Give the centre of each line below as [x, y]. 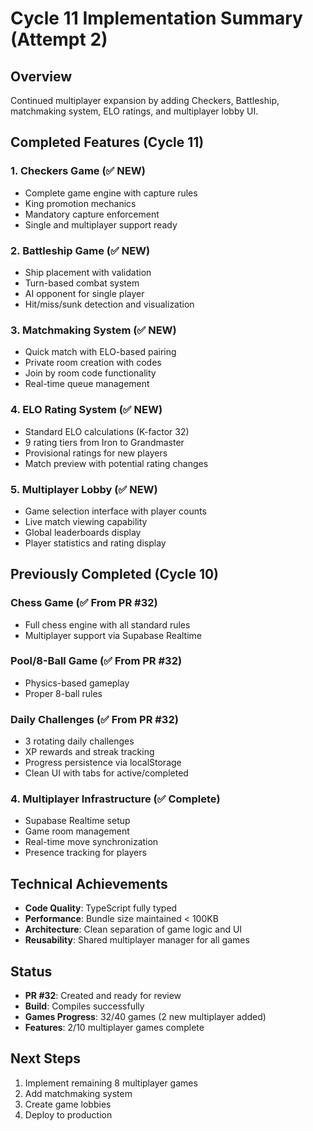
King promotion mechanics [80, 203]
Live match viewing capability [86, 521]
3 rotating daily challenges [79, 741]
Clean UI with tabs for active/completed [106, 773]
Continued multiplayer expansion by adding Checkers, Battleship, [145, 100]
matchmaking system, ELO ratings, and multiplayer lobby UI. [134, 111]
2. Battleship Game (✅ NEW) [80, 250]
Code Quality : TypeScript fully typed [101, 908]
